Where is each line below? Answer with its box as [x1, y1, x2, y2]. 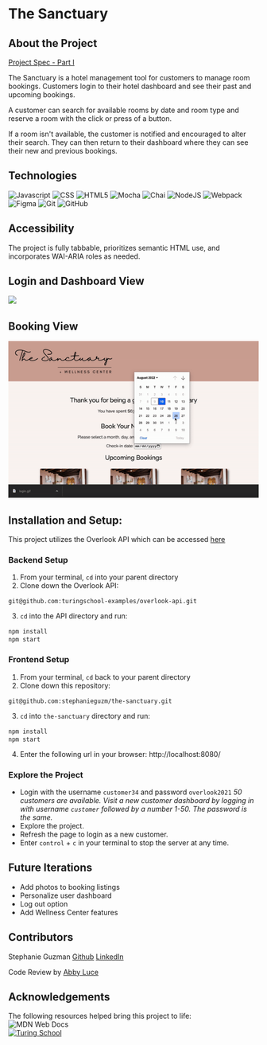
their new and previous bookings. [8, 146, 118, 155]
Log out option [19, 899, 68, 908]
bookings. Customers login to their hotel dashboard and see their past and [8, 81, 252, 91]
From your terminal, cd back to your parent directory [19, 672, 191, 681]
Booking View [8, 319, 79, 333]
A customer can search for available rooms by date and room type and [8, 105, 240, 115]
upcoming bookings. [8, 90, 75, 99]
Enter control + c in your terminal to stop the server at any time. [19, 837, 229, 848]
